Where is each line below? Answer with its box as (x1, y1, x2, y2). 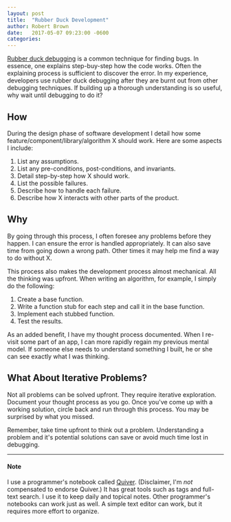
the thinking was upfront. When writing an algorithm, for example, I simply (7, 274, 217, 283)
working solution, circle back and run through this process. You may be (7, 405, 209, 413)
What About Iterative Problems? (7, 372, 148, 384)
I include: (7, 144, 33, 152)
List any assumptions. (16, 157, 79, 165)
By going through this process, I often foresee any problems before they (7, 232, 212, 240)
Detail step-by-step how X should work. (16, 171, 131, 180)
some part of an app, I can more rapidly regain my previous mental (20, 338, 209, 346)
